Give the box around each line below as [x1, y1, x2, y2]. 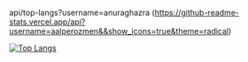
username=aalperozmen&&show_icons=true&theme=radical [9, 26, 229, 36]
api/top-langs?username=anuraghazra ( [9, 8, 155, 17]
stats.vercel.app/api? [9, 17, 86, 27]
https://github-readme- [154, 8, 239, 17]
